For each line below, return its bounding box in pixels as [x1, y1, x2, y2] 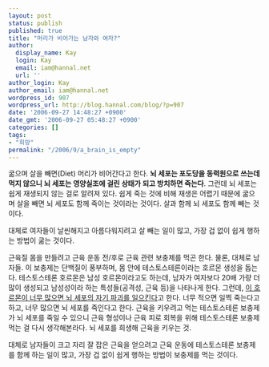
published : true [8, 26, 62, 34]
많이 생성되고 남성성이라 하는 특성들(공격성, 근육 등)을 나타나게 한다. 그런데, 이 [8, 283, 252, 292]
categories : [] [8, 123, 59, 131]
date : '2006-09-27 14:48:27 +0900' [8, 109, 127, 117]
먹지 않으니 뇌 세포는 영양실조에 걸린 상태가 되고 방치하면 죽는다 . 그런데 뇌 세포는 [8, 179, 258, 188]
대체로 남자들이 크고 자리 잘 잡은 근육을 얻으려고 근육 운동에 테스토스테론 [8, 340, 235, 349]
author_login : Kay [8, 79, 70, 87]
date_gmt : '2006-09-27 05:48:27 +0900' [8, 116, 142, 124]
